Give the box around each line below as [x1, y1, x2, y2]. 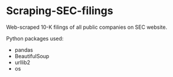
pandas [14, 46, 34, 53]
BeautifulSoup [14, 52, 50, 59]
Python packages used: [6, 35, 64, 42]
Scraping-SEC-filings [6, 4, 113, 18]
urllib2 [14, 59, 31, 66]
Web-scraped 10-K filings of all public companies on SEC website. [6, 24, 168, 31]
